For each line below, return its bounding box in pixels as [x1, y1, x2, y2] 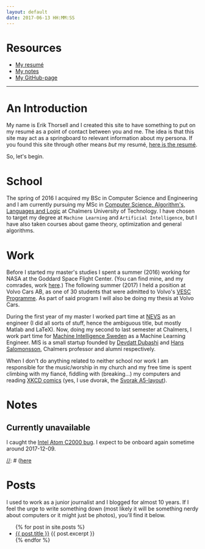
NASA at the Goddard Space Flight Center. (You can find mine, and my [6, 275, 184, 282]
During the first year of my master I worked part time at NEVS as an [6, 313, 176, 320]
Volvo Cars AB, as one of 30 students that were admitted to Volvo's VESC [6, 288, 191, 295]
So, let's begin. [6, 153, 45, 160]
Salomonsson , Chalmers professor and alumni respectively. [6, 345, 156, 353]
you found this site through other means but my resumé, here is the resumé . [6, 141, 198, 149]
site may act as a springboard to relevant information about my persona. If [6, 134, 193, 142]
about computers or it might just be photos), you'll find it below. [6, 512, 166, 519]
